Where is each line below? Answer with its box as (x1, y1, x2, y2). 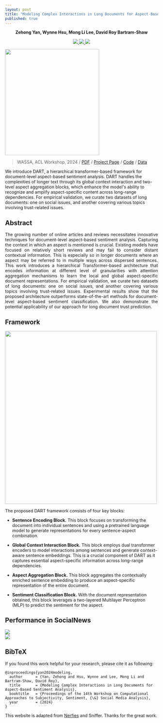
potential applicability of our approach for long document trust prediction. (5, 304, 152, 310)
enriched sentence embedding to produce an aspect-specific (12, 577, 135, 583)
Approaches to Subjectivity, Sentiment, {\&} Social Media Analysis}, (5, 695, 151, 700)
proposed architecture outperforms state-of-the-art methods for (5, 294, 135, 299)
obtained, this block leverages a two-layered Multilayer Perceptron (12, 597, 146, 603)
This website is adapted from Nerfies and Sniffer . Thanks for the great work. (5, 712, 158, 718)
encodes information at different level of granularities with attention (5, 268, 158, 274)
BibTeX (5, 648, 27, 656)
